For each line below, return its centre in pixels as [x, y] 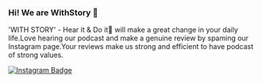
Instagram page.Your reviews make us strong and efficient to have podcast [131, 47]
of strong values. [36, 55]
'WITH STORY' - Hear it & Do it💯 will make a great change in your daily [123, 30]
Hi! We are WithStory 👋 [53, 13]
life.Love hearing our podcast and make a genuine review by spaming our [128, 38]
